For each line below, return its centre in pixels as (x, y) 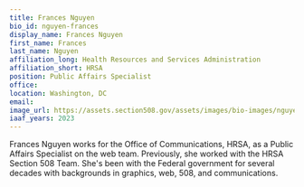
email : (22, 102)
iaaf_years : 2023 (42, 118)
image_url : (30, 110)
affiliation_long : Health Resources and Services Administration (135, 60)
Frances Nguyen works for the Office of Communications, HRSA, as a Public (152, 145)
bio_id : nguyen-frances (54, 26)
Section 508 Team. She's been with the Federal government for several (142, 164)
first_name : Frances (48, 43)
